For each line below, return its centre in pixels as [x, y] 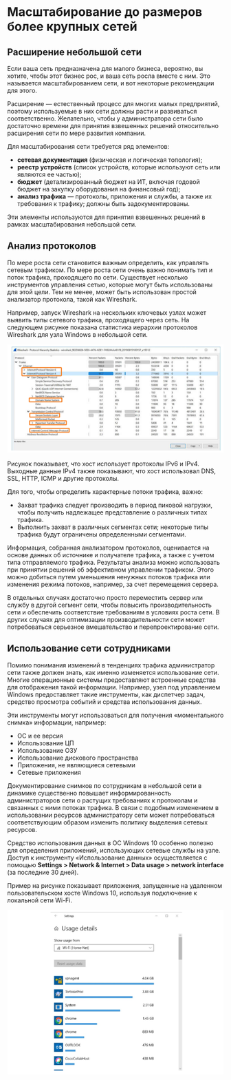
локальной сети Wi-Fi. [40, 900]
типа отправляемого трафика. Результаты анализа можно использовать [113, 562]
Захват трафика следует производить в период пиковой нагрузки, [115, 505]
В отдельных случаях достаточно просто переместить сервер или [105, 597]
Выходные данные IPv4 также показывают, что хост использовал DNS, [112, 471]
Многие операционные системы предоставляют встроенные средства [112, 680]
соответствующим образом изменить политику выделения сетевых [108, 822]
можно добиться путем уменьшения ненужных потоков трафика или [109, 577]
